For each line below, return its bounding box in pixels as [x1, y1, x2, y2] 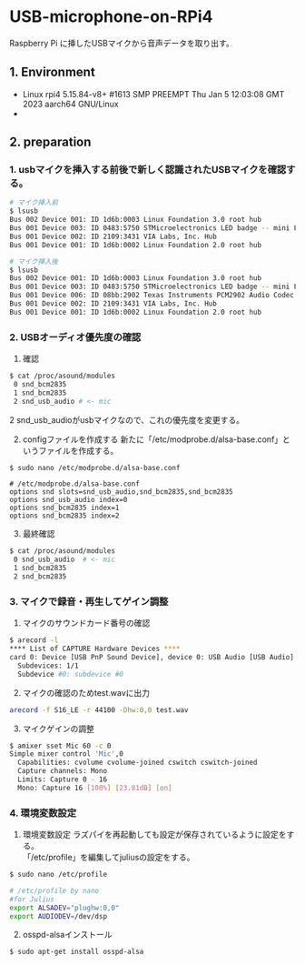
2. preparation [9, 135, 92, 150]
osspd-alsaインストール [22, 930, 113, 940]
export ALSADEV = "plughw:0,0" [9, 903, 120, 912]
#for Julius [9, 894, 54, 904]
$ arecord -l [9, 636, 59, 645]
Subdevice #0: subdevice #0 [17, 669, 124, 679]
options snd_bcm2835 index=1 [9, 503, 120, 513]
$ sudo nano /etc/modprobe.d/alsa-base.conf [9, 463, 181, 472]
